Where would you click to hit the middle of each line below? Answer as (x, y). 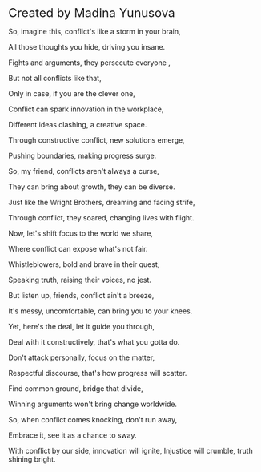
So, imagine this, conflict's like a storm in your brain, (94, 31)
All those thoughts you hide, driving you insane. (87, 47)
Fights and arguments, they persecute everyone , (89, 63)
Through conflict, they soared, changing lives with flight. (101, 218)
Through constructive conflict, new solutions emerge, (97, 140)
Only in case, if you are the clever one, (72, 93)
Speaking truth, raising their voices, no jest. (80, 280)
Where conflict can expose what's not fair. (78, 249)
